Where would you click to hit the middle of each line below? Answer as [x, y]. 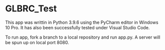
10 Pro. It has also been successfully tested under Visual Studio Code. [77, 27]
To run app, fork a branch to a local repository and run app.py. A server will [83, 37]
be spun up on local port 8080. [37, 42]
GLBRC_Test [31, 9]
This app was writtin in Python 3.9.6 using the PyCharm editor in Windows [82, 22]
